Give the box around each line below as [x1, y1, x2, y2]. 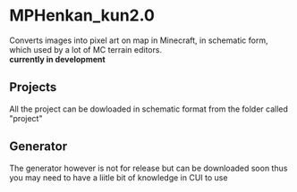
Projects [9, 79, 57, 95]
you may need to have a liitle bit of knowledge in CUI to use [9, 171, 228, 183]
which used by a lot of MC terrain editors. [9, 44, 163, 54]
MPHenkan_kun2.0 [9, 5, 155, 26]
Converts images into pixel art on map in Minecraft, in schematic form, [9, 35, 268, 46]
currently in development [9, 54, 106, 64]
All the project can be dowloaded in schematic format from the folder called [9, 104, 289, 114]
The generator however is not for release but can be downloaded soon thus [9, 163, 288, 173]
